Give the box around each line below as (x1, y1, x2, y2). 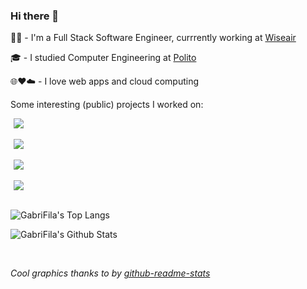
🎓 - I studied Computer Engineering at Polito (10, 52, 197, 64)
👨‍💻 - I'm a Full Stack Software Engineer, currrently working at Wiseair (10, 32, 297, 44)
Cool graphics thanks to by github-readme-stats (10, 267, 211, 279)
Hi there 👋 (10, 9, 60, 23)
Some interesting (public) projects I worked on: (10, 99, 204, 111)
